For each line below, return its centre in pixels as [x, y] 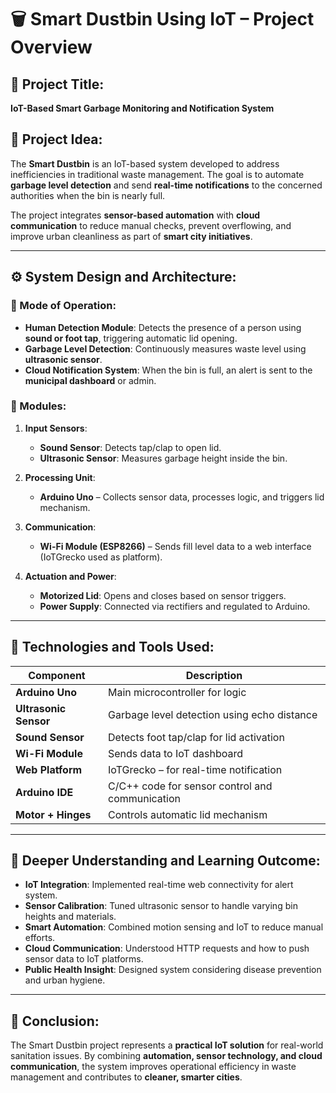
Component [57, 675]
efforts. [40, 938]
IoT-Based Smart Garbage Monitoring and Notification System [142, 108]
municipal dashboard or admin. [90, 380]
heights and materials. [70, 917]
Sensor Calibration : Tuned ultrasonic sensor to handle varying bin [161, 906]
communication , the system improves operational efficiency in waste [153, 1067]
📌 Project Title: [57, 84]
